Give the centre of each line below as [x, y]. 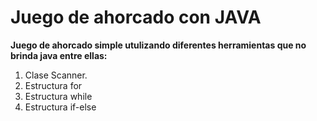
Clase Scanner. [56, 75]
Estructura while [58, 96]
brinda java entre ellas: [59, 55]
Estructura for [53, 85]
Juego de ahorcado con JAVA [136, 17]
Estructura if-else [60, 107]
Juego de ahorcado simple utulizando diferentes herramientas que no [158, 45]
